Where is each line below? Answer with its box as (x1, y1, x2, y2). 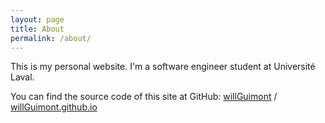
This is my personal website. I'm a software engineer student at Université (10, 61, 316, 73)
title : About (10, 24, 65, 34)
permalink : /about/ (10, 33, 92, 43)
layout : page (10, 14, 65, 25)
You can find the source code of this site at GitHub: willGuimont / (10, 91, 278, 103)
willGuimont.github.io (10, 101, 98, 113)
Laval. (10, 71, 35, 83)
